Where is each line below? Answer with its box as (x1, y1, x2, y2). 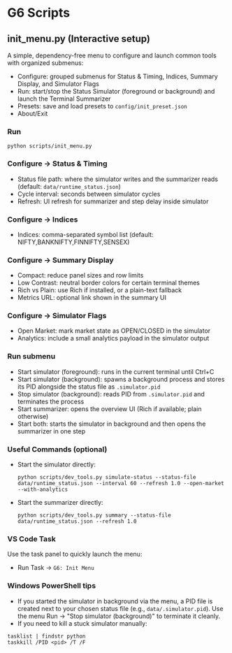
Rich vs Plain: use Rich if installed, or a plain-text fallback (17, 286, 182, 294)
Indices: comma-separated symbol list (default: (17, 230, 154, 238)
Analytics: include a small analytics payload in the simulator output (17, 334, 210, 343)
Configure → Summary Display (7, 255, 114, 265)
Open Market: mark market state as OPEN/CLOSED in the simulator (17, 326, 211, 335)
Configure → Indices (7, 215, 78, 224)
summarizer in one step (17, 426, 86, 435)
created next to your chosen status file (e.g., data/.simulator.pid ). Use (17, 604, 224, 612)
